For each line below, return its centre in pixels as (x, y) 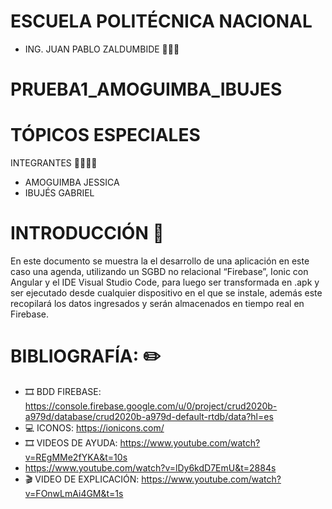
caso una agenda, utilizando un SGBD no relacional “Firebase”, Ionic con (159, 271)
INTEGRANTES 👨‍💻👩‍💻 (54, 163)
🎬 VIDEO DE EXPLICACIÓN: (82, 479)
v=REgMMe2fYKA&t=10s (76, 457)
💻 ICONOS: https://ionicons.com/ (94, 427)
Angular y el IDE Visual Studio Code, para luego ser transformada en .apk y (165, 282)
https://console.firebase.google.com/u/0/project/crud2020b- (151, 406)
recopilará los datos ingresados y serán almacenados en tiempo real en (157, 303)
